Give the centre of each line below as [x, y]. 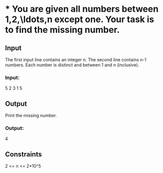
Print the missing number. [31, 116]
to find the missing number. [63, 30]
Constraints [24, 154]
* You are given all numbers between [82, 9]
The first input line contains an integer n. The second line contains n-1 [76, 60]
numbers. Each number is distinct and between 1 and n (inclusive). [72, 65]
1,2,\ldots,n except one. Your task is [80, 19]
